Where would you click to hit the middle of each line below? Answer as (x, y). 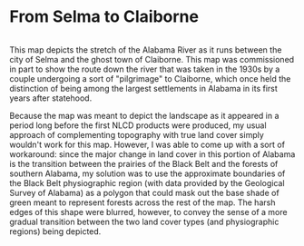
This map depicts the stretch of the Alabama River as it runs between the (146, 49)
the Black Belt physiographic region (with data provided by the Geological (147, 182)
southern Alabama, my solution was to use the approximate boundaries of (147, 173)
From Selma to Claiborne (104, 17)
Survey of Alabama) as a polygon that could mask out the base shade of (144, 192)
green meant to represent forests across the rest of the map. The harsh (142, 202)
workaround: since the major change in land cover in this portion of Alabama (152, 154)
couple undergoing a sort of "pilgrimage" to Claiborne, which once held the (150, 78)
